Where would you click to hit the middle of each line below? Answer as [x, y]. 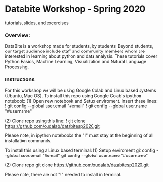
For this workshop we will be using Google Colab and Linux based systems [81, 90]
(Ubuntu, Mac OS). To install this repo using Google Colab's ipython [73, 95]
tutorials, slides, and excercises [37, 23]
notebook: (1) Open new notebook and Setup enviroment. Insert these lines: [81, 101]
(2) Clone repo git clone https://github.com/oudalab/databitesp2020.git [77, 165]
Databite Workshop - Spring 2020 [75, 9]
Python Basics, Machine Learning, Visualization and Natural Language [76, 62]
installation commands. [28, 140]
